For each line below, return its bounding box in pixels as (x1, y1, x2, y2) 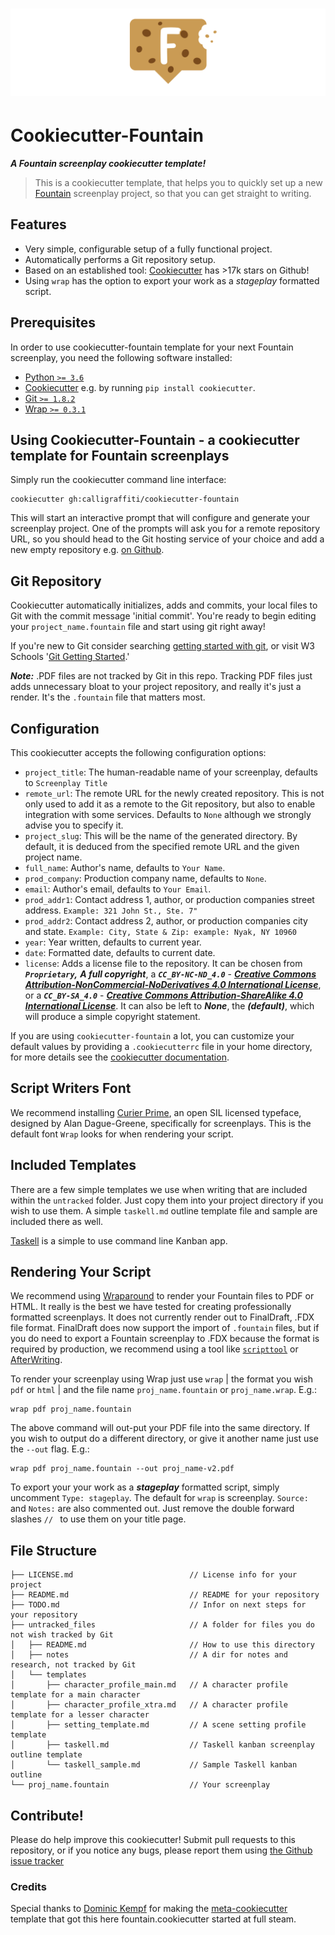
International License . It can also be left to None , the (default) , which (24, 999, 315, 1012)
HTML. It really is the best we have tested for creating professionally (10, 1301, 292, 1313)
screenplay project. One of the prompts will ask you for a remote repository (10, 523, 321, 535)
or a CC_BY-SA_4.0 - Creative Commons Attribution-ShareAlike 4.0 (24, 989, 303, 1001)
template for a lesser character (10, 1710, 150, 1720)
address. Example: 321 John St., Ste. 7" (24, 904, 198, 916)
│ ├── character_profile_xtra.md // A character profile (10, 1700, 288, 1710)
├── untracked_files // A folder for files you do (10, 1620, 315, 1630)
